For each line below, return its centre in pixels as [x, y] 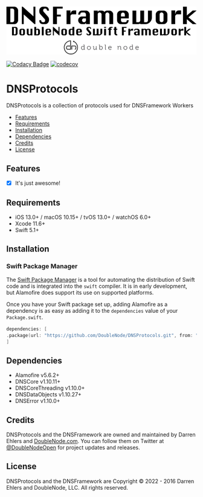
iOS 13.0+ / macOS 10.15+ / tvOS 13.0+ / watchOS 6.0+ [83, 217]
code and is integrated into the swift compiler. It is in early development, [97, 286]
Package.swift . [25, 317]
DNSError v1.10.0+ [37, 401]
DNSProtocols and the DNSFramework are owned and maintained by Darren [101, 435]
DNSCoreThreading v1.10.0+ [50, 388]
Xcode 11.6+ [30, 224]
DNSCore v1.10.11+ [38, 382]
